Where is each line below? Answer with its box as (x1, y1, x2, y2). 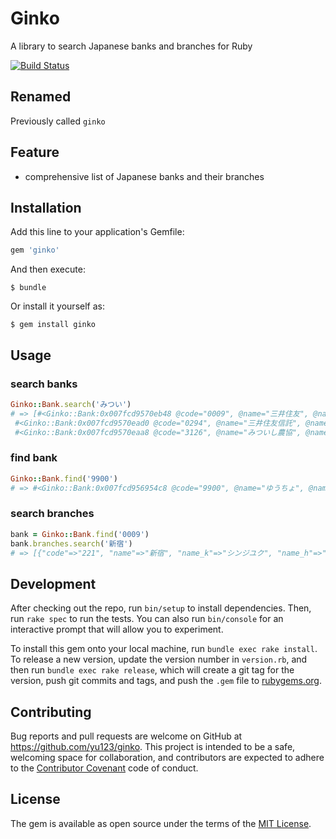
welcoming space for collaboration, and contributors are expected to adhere (10, 752, 325, 764)
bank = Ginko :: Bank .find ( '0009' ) (10, 529, 150, 539)
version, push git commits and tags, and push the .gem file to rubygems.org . (10, 675, 323, 687)
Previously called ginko (10, 115, 106, 127)
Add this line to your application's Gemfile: (10, 226, 185, 238)
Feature (10, 144, 60, 161)
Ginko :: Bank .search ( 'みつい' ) (10, 399, 132, 409)
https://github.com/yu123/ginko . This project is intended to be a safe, (10, 741, 296, 753)
